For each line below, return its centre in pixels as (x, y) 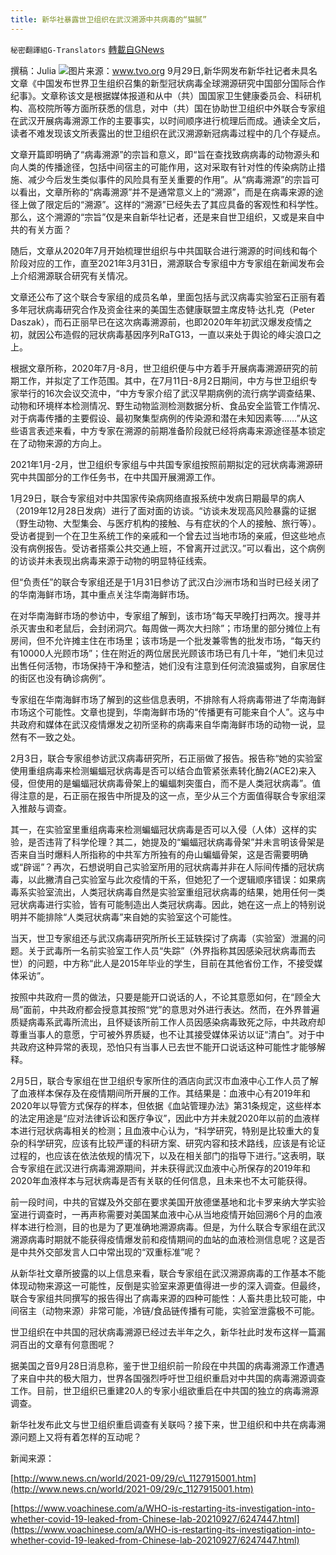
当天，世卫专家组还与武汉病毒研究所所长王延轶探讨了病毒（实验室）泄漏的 (163, 938)
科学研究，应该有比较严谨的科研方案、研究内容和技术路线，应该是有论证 (176, 1143)
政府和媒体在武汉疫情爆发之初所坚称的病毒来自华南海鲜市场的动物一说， (167, 724)
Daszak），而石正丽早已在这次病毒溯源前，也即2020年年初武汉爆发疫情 (157, 322)
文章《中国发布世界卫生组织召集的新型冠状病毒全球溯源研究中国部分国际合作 (168, 83)
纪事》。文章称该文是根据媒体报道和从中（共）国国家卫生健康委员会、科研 (161, 95)
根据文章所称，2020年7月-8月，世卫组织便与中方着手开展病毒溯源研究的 (160, 368)
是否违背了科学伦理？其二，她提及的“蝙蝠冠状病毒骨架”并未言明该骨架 (172, 842)
